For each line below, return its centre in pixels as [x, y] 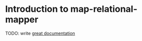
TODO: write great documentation [40, 33]
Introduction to [37, 9]
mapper [22, 20]
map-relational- [104, 9]
